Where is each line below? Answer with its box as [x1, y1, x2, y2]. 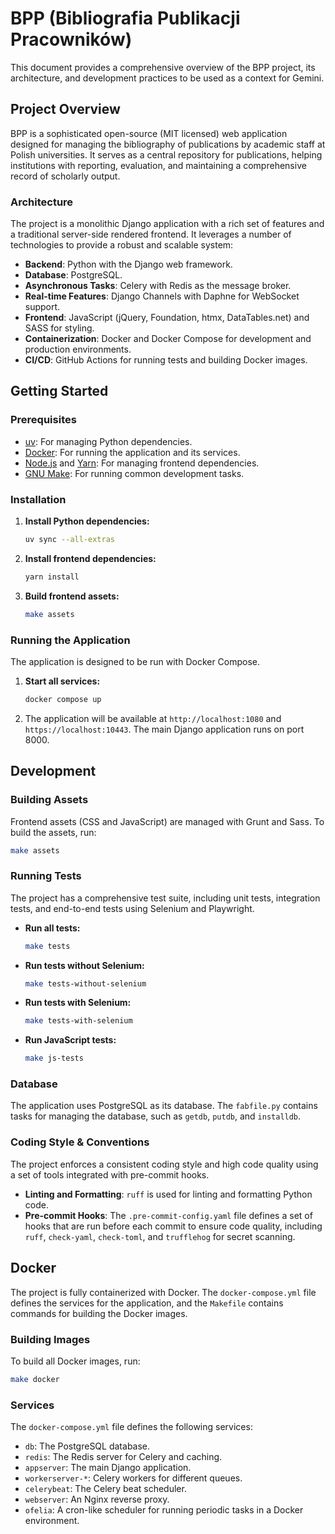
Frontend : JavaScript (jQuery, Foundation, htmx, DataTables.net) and [24, 312, 310, 324]
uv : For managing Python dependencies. [24, 435, 193, 447]
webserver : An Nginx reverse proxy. [24, 1493, 170, 1506]
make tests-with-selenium [24, 1016, 133, 1026]
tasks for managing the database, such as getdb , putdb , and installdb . [10, 1110, 302, 1122]
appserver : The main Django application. [24, 1462, 192, 1474]
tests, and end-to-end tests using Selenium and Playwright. [10, 902, 255, 914]
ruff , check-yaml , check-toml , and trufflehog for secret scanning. [24, 1230, 296, 1242]
